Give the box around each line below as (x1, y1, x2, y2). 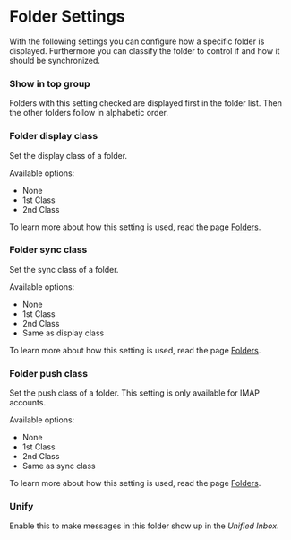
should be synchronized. (9, 55, 101, 65)
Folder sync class (9, 244, 88, 257)
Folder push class (9, 367, 88, 379)
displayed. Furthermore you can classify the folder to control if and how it (9, 45, 280, 56)
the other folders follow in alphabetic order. (9, 108, 168, 118)
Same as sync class (21, 460, 96, 472)
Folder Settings (9, 6, 125, 27)
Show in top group (9, 77, 91, 90)
